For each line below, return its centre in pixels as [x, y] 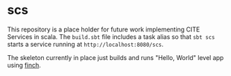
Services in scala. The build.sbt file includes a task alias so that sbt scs [111, 36]
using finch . [24, 65]
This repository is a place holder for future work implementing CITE [104, 29]
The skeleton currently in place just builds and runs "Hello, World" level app [115, 57]
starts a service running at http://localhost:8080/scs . [86, 44]
